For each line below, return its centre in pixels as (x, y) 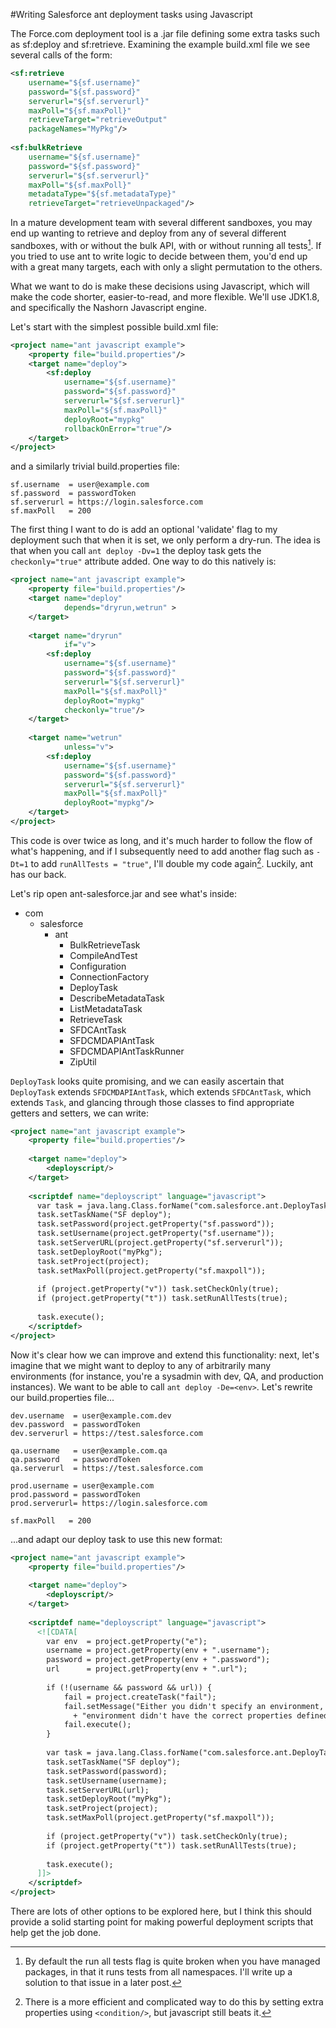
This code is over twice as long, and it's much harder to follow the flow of (161, 840)
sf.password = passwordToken (73, 494)
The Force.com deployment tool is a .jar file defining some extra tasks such (165, 33)
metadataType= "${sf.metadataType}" (102, 194)
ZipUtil (83, 1061)
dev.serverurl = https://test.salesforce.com (106, 1433)
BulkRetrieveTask (105, 945)
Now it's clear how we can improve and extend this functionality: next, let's (165, 1355)
